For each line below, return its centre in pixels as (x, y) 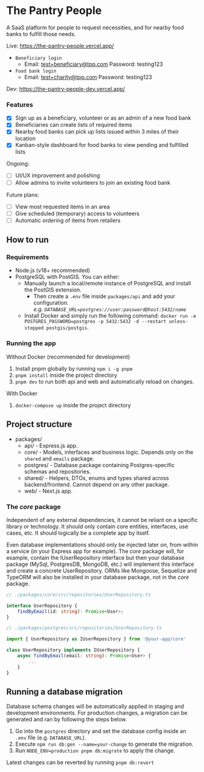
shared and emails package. (59, 459)
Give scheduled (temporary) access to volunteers (77, 213)
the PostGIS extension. (53, 290)
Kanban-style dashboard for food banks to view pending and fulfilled (102, 145)
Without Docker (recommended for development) (68, 357)
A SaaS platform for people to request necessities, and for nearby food (95, 27)
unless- (179, 322)
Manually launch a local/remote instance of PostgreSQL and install (107, 284)
